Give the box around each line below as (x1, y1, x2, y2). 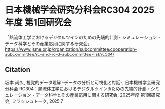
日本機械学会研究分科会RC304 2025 (5, 4, 155, 16)
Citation (5, 65, 31, 74)
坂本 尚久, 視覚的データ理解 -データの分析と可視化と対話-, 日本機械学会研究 (5, 79, 160, 85)
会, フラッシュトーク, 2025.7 (5, 98, 63, 104)
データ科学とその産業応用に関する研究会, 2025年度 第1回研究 (35, 92, 160, 98)
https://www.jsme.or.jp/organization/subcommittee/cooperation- (5, 46, 137, 52)
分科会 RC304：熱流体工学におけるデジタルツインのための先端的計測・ (5, 85, 151, 92)
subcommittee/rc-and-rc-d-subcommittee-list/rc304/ (5, 51, 115, 57)
